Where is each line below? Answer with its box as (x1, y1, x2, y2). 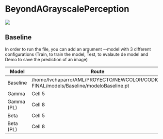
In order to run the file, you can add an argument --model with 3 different (5, 46, 151, 52)
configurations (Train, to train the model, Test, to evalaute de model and (5, 51, 148, 57)
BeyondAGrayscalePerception (5, 3, 130, 15)
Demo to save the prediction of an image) (5, 56, 88, 62)
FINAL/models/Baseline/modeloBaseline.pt (31, 82, 130, 89)
